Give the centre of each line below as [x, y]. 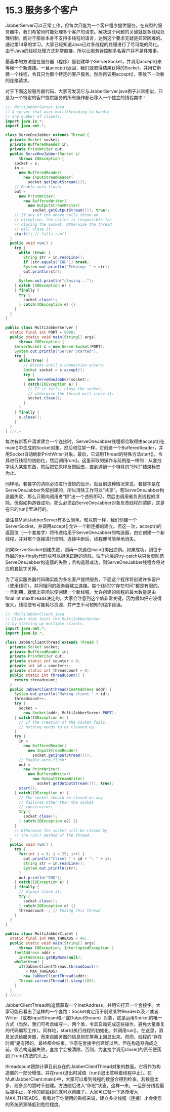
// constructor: [36, 807]
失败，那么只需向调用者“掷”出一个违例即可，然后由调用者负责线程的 [85, 497]
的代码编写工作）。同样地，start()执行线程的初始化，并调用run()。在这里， [82, 1031]
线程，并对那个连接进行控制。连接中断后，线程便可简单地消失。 [72, 539]
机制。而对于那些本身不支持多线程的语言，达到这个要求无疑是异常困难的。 [87, 38]
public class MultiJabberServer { [42, 328]
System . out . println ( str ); [51, 868]
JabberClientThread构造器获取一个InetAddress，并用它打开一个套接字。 [81, 1005]
